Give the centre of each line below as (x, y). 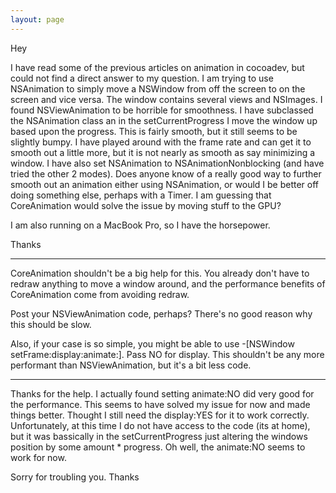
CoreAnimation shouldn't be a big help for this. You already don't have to (160, 273)
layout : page (37, 19)
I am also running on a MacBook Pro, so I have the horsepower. (140, 225)
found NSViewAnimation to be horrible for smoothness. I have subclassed (162, 110)
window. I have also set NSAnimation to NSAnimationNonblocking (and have (167, 163)
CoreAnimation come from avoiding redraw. (100, 294)
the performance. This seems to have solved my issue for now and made (160, 404)
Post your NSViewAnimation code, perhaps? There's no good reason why (161, 313)
